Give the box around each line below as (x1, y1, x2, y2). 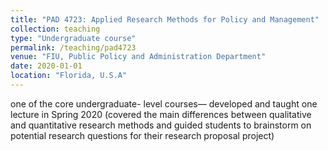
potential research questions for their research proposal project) (10, 129, 275, 141)
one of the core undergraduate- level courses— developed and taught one (10, 97, 318, 110)
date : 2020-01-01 (10, 61, 83, 71)
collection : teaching (10, 24, 101, 34)
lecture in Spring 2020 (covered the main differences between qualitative (10, 108, 312, 120)
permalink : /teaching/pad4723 (10, 42, 137, 53)
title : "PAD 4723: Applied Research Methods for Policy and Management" (10, 14, 320, 25)
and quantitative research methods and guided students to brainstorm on (10, 119, 312, 131)
